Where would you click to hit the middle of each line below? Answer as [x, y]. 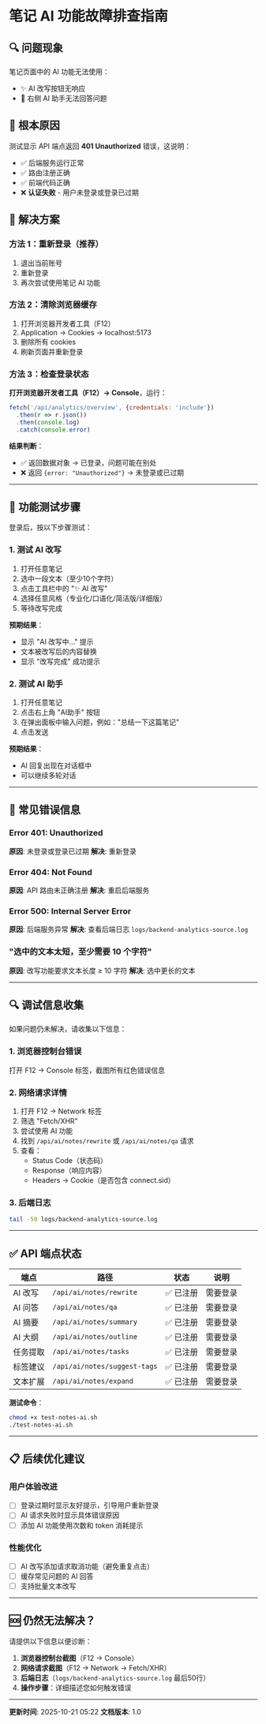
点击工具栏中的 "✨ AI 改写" [64, 588]
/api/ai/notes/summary [95, 1322]
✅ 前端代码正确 [45, 182]
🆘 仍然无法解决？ [52, 1621]
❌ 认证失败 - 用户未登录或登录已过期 [79, 192]
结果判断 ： [26, 446]
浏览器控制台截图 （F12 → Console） [79, 1658]
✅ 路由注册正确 [45, 172]
